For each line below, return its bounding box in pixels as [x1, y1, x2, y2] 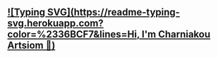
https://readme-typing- [73, 6, 180, 18]
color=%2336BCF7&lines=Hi [7, 28, 138, 40]
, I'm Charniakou [136, 28, 211, 40]
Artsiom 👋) [7, 40, 56, 52]
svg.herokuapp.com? [7, 18, 104, 30]
